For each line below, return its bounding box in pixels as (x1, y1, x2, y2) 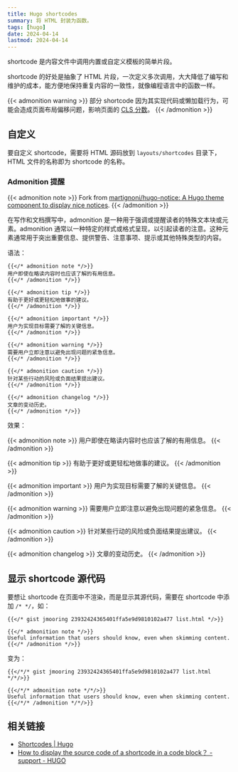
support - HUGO (17, 756, 66, 765)
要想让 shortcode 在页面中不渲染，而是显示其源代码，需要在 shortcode (7, 593, 216, 601)
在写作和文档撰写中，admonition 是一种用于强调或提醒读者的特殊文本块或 (7, 216, 222, 224)
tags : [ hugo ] (7, 23, 46, 31)
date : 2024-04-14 (7, 30, 59, 38)
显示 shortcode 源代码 (7, 572, 106, 584)
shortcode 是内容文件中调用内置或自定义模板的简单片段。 (7, 58, 176, 66)
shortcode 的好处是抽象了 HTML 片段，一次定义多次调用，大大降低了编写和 (7, 73, 229, 81)
